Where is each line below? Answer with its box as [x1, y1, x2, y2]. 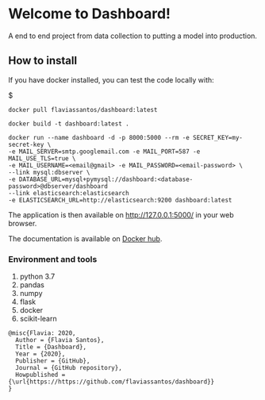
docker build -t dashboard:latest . [8, 120, 129, 128]
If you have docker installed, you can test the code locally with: [8, 75, 214, 84]
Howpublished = [15, 371, 66, 379]
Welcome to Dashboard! [8, 5, 171, 23]
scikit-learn [19, 314, 57, 324]
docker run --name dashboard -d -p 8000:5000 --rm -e [8, 133, 190, 141]
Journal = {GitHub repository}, [15, 364, 123, 372]
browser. [8, 218, 37, 228]
